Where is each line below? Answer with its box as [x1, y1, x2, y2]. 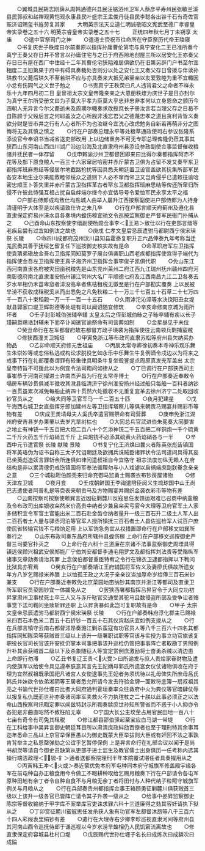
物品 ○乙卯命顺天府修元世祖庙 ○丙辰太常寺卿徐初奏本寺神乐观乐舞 [6, 342, 196, 348]
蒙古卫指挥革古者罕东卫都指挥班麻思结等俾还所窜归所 [65, 181, 199, 188]
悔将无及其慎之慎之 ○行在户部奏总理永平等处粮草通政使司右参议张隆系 [6, 128, 195, 134]
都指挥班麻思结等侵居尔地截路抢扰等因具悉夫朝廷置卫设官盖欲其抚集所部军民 [6, 166, 199, 173]
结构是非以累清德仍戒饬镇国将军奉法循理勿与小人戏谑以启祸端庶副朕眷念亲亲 [6, 464, 199, 471]
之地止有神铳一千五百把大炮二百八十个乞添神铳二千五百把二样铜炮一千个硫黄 [6, 425, 199, 433]
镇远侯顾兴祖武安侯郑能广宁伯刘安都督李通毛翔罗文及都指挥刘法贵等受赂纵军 [6, 548, 199, 555]
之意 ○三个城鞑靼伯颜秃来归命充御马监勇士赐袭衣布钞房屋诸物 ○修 [6, 471, 196, 479]
